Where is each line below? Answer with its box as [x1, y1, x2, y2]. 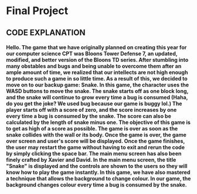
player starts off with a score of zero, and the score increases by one [6, 106, 177, 113]
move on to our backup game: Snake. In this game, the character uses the [6, 81, 189, 89]
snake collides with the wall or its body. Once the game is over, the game [6, 131, 186, 139]
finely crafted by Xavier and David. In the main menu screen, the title [6, 156, 176, 163]
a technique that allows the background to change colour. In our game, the [6, 175, 191, 182]
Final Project [6, 4, 69, 18]
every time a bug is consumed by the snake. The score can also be [6, 113, 172, 120]
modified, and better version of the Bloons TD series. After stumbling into [6, 56, 189, 63]
